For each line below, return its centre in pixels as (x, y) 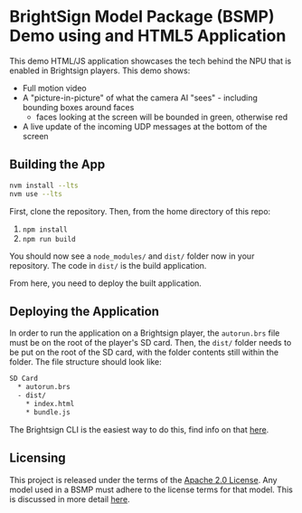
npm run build (49, 239)
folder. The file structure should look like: (86, 362)
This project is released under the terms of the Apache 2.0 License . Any (143, 480)
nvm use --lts (36, 194)
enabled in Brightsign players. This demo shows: (100, 71)
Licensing (38, 458)
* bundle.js (48, 412)
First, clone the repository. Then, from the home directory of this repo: (140, 211)
